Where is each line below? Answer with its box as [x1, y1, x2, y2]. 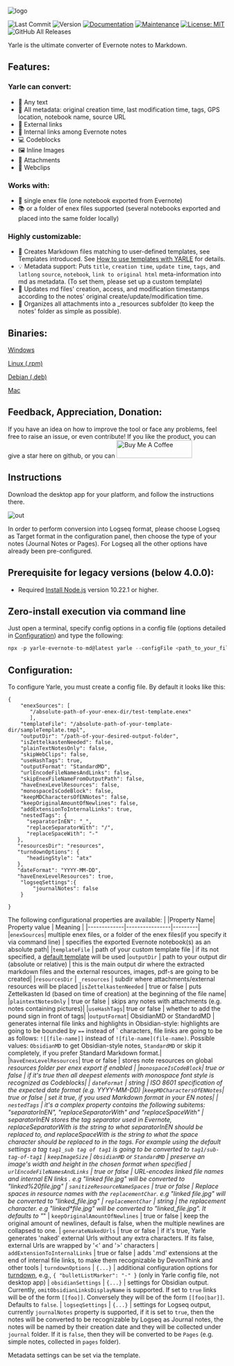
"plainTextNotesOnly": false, [20, 745, 108, 752]
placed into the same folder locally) [17, 214, 119, 222]
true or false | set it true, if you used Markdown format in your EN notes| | [8, 1094, 219, 1102]
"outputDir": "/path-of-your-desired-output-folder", [20, 733, 179, 740]
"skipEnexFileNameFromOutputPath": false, [20, 775, 145, 783]
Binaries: [8, 327, 48, 339]
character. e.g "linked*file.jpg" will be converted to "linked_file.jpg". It [8, 1204, 206, 1213]
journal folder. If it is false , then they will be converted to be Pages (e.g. [8, 1330, 214, 1339]
